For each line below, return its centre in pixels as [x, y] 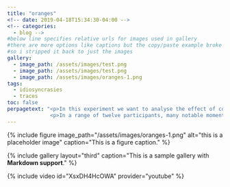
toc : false [23, 103]
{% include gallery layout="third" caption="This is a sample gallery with [108, 155]
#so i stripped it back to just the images [70, 52]
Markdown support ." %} [42, 162]
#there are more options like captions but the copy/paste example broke [115, 45]
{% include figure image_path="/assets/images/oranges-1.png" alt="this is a [115, 135]
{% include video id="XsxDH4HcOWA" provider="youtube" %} [96, 176]
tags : [15, 84]
